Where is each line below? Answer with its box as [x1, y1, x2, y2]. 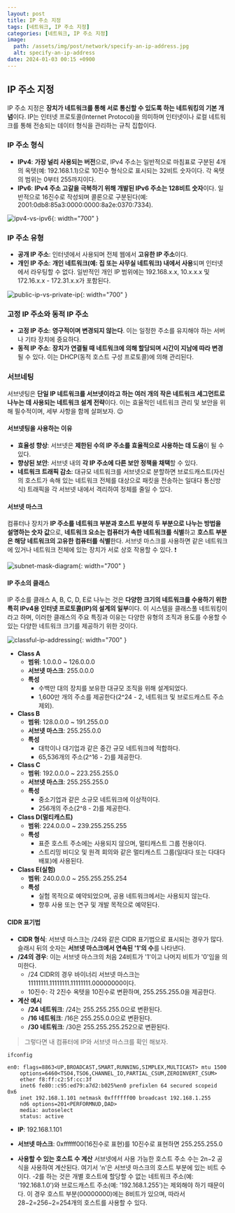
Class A [17, 649, 41, 658]
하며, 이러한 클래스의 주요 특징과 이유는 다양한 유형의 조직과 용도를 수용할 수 [20, 613, 227, 621]
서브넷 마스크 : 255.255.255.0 [27, 778, 109, 786]
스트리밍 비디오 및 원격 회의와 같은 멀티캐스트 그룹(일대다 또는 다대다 [38, 848, 226, 856]
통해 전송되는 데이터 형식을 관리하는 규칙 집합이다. [20, 121, 157, 130]
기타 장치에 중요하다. [24, 335, 82, 344]
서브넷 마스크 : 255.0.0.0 [27, 667, 94, 675]
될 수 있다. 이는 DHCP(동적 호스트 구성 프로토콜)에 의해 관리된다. [17, 353, 194, 361]
